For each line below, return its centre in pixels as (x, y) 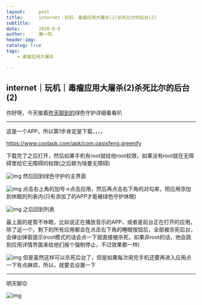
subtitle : (19, 23)
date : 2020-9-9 (33, 29)
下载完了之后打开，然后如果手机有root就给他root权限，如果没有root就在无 (98, 156)
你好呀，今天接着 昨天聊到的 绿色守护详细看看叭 (64, 113)
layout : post (28, 12)
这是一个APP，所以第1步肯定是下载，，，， (56, 131)
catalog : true (24, 46)
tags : (13, 51)
